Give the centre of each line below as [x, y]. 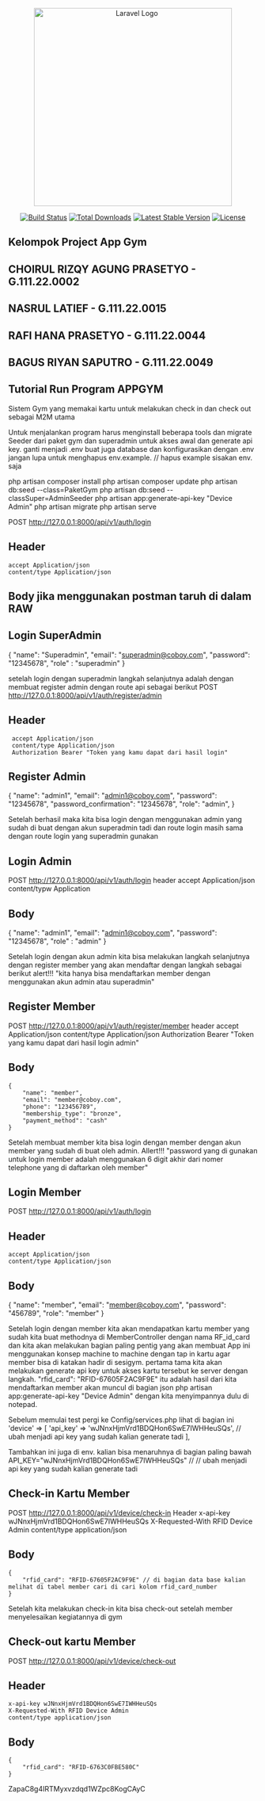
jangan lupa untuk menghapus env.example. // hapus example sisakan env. [131, 457]
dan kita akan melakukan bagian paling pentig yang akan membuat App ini [129, 1346]
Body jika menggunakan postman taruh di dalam [130, 596]
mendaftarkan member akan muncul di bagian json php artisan [110, 1388]
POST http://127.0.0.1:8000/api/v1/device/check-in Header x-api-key [119, 1512]
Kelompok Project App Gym [78, 242]
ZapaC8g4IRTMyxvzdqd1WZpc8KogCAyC [77, 1789]
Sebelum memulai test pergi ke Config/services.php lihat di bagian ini [121, 1420]
